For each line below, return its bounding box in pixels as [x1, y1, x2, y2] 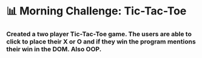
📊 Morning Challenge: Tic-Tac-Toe [6, 4, 187, 18]
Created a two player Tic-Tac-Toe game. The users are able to [6, 30, 192, 39]
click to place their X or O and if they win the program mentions [6, 37, 196, 46]
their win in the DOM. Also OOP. [6, 45, 102, 54]
